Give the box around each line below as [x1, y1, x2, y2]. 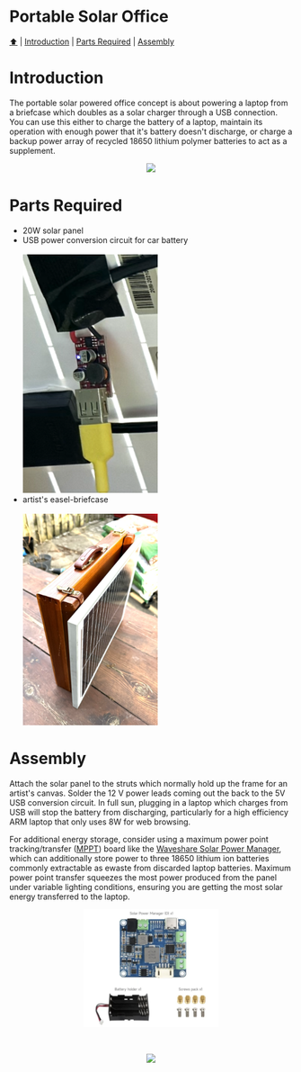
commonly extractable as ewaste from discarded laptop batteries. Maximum [9, 862, 292, 873]
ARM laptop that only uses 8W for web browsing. [9, 816, 191, 827]
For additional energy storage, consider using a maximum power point [9, 833, 270, 844]
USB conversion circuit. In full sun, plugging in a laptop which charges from [9, 797, 288, 807]
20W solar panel [22, 225, 84, 236]
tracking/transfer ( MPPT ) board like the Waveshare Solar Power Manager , [9, 843, 282, 854]
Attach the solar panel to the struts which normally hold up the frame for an [9, 778, 288, 788]
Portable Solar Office [9, 6, 169, 27]
